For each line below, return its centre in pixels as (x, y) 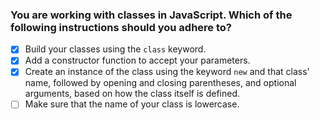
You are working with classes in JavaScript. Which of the (151, 15)
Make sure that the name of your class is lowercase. (132, 104)
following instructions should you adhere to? (121, 27)
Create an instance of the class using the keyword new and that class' (167, 72)
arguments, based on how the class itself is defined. (132, 94)
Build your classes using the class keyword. (115, 49)
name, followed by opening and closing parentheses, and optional (160, 83)
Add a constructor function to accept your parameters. (137, 60)
